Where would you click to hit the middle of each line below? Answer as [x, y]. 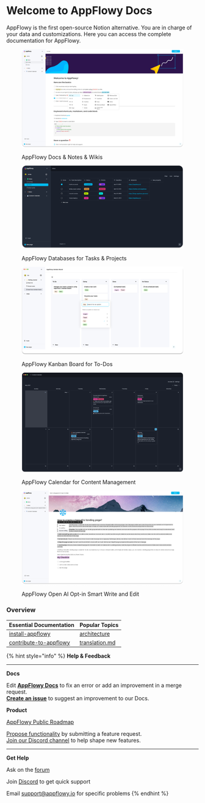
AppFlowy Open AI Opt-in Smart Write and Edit [80, 594]
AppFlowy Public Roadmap [40, 722]
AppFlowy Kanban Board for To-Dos [67, 364]
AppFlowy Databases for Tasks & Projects [74, 258]
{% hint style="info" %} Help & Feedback [59, 656]
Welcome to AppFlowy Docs [79, 11]
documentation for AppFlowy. [44, 40]
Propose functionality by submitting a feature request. [74, 734]
